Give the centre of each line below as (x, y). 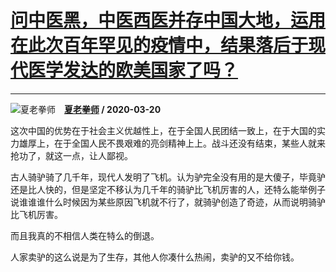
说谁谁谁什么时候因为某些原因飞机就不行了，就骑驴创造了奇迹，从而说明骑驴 (168, 202)
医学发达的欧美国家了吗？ (133, 70)
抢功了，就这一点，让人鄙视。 (71, 155)
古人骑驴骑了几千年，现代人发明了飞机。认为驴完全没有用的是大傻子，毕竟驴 (168, 177)
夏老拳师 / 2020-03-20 (113, 109)
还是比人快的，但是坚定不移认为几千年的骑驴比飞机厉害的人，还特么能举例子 (168, 189)
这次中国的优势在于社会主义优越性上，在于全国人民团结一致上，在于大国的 (163, 130)
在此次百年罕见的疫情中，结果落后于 (159, 45)
